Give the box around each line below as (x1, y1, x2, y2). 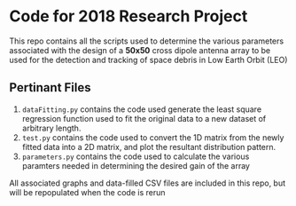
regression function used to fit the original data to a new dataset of (21, 113, 267, 123)
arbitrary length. (21, 123, 82, 133)
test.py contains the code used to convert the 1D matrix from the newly (21, 131, 284, 143)
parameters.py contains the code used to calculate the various (21, 151, 250, 162)
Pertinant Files (9, 80, 91, 95)
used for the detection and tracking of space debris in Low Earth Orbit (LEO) (9, 54, 288, 65)
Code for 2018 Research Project (9, 6, 248, 27)
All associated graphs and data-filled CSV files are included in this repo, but (9, 178, 286, 188)
